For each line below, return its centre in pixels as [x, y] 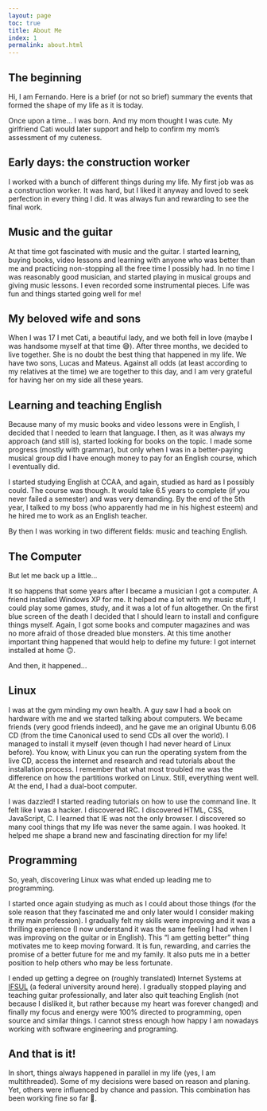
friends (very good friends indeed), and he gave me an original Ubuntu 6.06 [132, 726]
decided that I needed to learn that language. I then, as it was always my [127, 433]
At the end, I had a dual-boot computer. [73, 786]
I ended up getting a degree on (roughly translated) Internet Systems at [125, 978]
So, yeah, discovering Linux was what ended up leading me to [110, 879]
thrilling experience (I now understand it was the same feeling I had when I [130, 929]
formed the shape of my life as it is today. [76, 105]
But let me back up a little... [53, 575]
